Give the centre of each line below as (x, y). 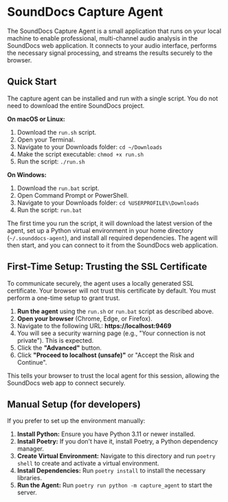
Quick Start (32, 82)
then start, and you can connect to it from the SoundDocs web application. (113, 245)
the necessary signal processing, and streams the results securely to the (110, 53)
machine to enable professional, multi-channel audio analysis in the (102, 38)
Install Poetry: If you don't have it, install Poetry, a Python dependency (117, 442)
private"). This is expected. (55, 340)
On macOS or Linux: (36, 119)
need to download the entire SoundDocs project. (76, 105)
